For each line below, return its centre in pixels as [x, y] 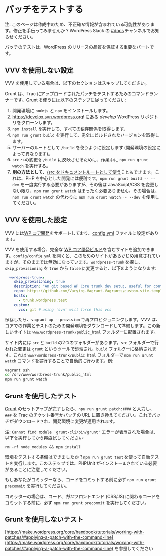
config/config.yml [32, 256]
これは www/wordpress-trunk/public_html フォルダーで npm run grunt [83, 355]
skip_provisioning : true [40, 282]
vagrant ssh [17, 370]
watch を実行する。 [31, 166]
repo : [20, 291]
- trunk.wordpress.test [43, 300]
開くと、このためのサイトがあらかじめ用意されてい [108, 256]
